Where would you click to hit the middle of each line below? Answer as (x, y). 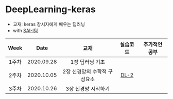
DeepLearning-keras (51, 9)
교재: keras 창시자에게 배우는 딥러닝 (49, 24)
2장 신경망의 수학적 (85, 71)
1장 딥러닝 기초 (88, 62)
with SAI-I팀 (25, 30)
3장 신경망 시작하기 (88, 89)
